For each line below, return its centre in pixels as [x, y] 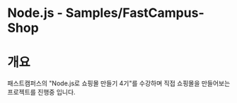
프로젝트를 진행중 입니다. [41, 92]
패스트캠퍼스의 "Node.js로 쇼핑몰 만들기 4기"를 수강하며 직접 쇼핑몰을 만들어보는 [119, 83]
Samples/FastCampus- [135, 13]
